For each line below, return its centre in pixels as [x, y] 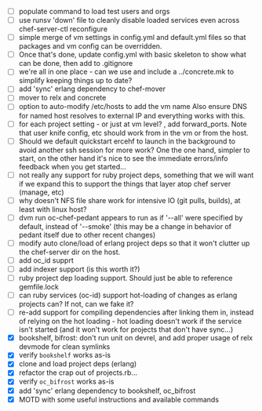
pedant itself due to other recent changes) [87, 235]
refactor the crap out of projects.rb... [78, 373]
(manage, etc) [41, 192]
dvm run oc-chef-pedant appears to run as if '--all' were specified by [131, 217]
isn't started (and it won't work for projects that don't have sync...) [126, 329]
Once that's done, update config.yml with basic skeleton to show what [132, 55]
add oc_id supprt [46, 260]
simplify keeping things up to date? [75, 81]
